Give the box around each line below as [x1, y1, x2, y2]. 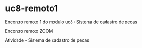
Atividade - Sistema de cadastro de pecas [5, 37, 89, 43]
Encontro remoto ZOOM [5, 28, 53, 34]
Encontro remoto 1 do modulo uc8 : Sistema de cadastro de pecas [5, 19, 138, 24]
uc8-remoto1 [5, 3, 58, 14]
